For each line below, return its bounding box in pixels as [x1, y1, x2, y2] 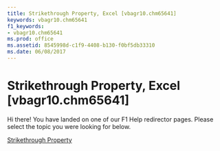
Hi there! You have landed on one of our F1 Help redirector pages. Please [7, 115, 214, 124]
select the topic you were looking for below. [7, 122, 131, 130]
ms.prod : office [7, 36, 54, 43]
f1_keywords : [7, 23, 45, 30]
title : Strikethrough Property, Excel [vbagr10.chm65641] [7, 10, 177, 17]
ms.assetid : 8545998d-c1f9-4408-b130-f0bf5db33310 [7, 42, 155, 49]
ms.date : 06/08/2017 [7, 49, 67, 56]
